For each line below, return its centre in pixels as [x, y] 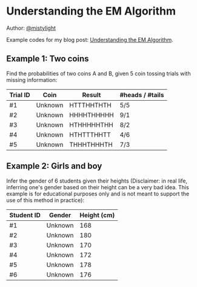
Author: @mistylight [31, 28]
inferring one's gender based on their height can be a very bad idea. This [98, 187]
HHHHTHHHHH [92, 115]
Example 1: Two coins [48, 59]
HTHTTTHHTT [90, 135]
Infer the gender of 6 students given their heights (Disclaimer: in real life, [97, 181]
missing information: [32, 79]
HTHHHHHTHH [91, 124]
